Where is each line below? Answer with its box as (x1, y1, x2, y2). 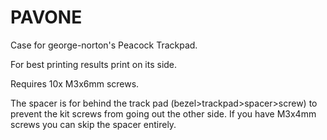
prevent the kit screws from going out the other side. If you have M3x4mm (10, 107, 317, 120)
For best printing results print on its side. (10, 58, 178, 70)
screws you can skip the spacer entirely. (10, 118, 177, 130)
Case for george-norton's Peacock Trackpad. (10, 39, 198, 51)
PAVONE (10, 6, 83, 29)
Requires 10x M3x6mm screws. (10, 77, 140, 90)
